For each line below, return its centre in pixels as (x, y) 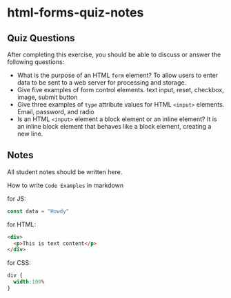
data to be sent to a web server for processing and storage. (102, 83)
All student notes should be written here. (65, 172)
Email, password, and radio (56, 112)
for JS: (17, 198)
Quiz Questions (41, 38)
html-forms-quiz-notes (76, 13)
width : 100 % (29, 282)
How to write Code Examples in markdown (66, 185)
